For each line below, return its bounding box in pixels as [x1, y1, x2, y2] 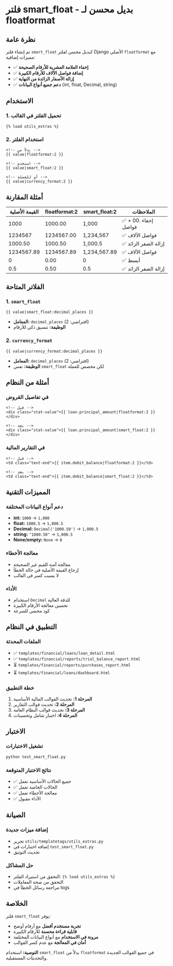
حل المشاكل [6, 862, 34, 869]
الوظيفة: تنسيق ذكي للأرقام [13, 324, 66, 330]
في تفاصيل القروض [6, 394, 49, 401]
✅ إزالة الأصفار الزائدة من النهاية [13, 76, 74, 82]
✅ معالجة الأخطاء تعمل [13, 789, 57, 796]
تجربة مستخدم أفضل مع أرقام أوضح [13, 923, 81, 929]
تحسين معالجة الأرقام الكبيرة [13, 602, 68, 608]
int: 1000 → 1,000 [13, 515, 50, 521]
